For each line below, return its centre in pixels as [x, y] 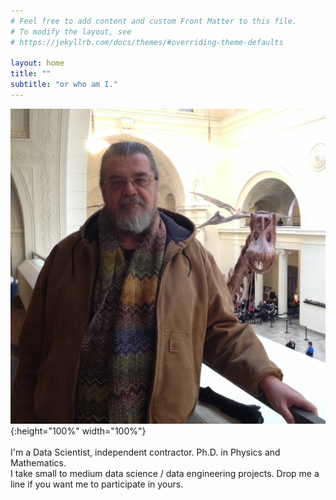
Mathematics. [38, 462]
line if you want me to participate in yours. [97, 484]
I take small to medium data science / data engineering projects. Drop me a [165, 473]
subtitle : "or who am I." [64, 85]
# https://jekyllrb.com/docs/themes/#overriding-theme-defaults [147, 42]
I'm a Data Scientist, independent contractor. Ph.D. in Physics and [145, 452]
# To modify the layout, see [71, 31]
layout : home [37, 63]
